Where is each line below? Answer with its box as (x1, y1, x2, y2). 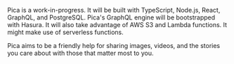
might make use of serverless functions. (7, 28, 124, 36)
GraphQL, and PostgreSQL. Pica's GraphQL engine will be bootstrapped (7, 13, 216, 22)
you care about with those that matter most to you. (7, 49, 154, 57)
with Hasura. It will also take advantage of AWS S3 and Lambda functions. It (7, 21, 227, 29)
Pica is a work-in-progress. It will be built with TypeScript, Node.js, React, (7, 6, 221, 14)
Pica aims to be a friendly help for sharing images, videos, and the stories (7, 42, 220, 49)
